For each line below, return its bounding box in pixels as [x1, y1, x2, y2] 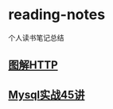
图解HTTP [8, 58, 58, 72]
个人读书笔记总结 [8, 33, 64, 42]
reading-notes [8, 6, 106, 24]
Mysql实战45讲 [8, 88, 85, 101]
